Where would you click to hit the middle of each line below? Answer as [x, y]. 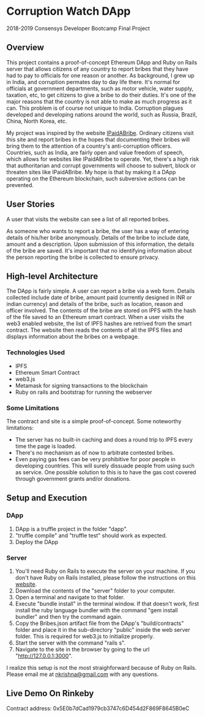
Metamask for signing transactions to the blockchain [81, 385]
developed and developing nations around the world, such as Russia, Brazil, [102, 114]
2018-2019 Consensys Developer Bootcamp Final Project [78, 28]
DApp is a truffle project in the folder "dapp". [71, 529]
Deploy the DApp [37, 542]
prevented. [20, 185]
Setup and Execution [47, 498]
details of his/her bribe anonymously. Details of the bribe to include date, [98, 237]
